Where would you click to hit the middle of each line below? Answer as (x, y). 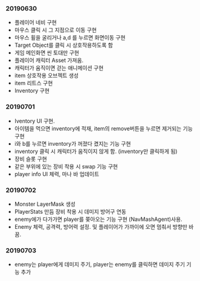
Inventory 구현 (32, 91)
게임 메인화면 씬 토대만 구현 (47, 53)
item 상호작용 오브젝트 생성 (47, 76)
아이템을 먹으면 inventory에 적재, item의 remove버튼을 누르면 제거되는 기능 (103, 128)
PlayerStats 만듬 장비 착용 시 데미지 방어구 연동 (70, 211)
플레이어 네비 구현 (35, 22)
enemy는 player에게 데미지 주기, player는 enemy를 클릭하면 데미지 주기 (100, 265)
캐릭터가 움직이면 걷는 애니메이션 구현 (59, 68)
